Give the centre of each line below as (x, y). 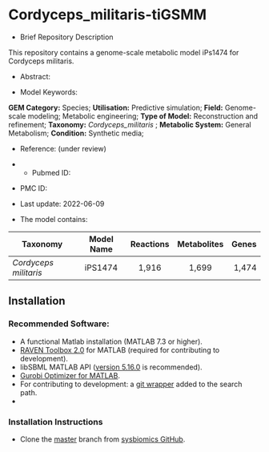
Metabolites (201, 244)
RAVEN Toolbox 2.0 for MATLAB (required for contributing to (120, 349)
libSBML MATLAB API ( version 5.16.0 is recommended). (111, 367)
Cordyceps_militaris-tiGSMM (107, 15)
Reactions (150, 244)
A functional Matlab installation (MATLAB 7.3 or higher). (111, 341)
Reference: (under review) (63, 148)
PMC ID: (34, 188)
